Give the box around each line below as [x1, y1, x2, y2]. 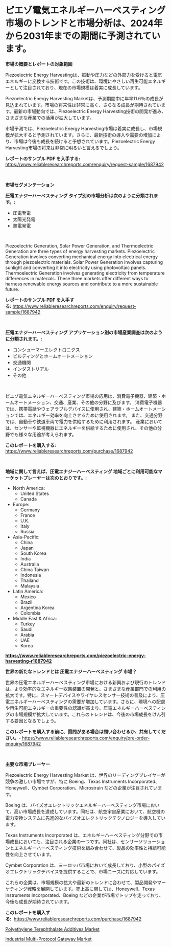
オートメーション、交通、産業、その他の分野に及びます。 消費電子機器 [14, 399, 162, 405]
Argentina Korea [20, 604, 55, 611]
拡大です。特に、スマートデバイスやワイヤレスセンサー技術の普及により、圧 [5, 692, 165, 698]
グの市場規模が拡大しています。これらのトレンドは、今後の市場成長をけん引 [5, 711, 166, 717]
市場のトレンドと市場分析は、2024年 [5, 17, 163, 29]
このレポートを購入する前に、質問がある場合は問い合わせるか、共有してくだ [5, 728, 166, 734]
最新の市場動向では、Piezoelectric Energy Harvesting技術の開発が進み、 [13, 108, 166, 114]
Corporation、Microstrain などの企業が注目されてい [49, 784, 158, 791]
